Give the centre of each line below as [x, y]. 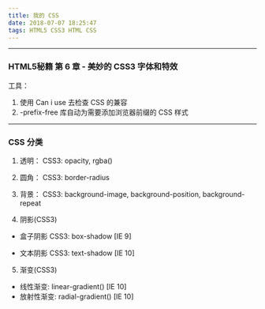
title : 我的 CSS [34, 15]
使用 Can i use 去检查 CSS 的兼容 [73, 102]
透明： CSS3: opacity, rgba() [66, 160]
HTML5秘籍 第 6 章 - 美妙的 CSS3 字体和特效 [93, 66]
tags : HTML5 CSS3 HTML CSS [52, 30]
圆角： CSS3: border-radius [65, 177]
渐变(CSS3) [38, 269]
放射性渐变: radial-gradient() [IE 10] [77, 296]
